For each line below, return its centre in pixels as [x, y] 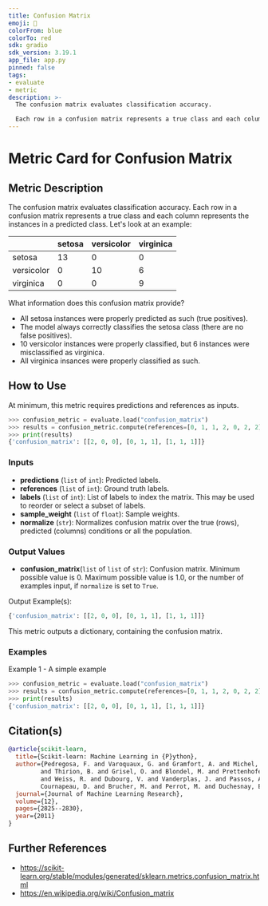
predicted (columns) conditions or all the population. [106, 531]
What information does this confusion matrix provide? [97, 303]
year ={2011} [35, 816]
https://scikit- [42, 868]
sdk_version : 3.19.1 [43, 53]
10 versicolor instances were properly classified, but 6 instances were [134, 344]
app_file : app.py [37, 61]
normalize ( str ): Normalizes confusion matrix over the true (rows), [129, 522]
